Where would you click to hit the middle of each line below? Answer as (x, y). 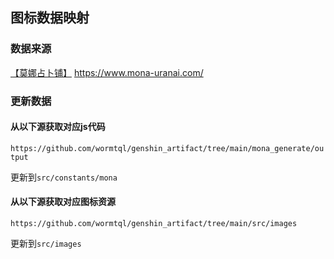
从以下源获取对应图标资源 (63, 202)
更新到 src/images (46, 244)
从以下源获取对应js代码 (58, 127)
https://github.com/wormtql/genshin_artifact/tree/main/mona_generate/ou (167, 148)
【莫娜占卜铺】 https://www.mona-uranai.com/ (107, 72)
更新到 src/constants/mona (64, 177)
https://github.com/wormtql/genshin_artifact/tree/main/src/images (154, 224)
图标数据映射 (50, 18)
